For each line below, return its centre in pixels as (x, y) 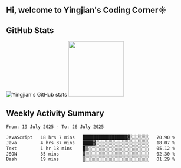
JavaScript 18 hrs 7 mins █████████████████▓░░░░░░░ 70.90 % (91, 137)
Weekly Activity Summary (55, 113)
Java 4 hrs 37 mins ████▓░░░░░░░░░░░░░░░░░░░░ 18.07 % (91, 143)
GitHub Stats (30, 30)
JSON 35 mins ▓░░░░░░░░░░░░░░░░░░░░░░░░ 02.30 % (91, 154)
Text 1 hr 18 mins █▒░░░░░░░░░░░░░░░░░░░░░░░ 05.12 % (91, 148)
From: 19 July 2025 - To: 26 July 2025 (55, 127)
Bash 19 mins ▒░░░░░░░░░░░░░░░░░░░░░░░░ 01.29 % (91, 159)
